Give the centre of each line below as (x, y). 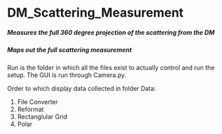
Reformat (31, 109)
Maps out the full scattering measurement (69, 50)
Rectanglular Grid (42, 117)
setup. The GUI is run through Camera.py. (67, 75)
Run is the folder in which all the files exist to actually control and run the (111, 67)
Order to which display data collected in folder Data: (82, 88)
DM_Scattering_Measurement (95, 13)
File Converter (37, 101)
